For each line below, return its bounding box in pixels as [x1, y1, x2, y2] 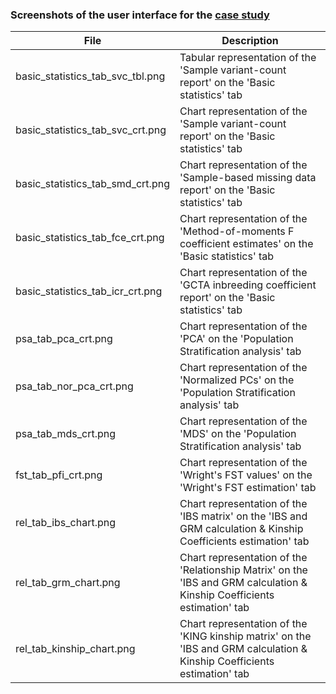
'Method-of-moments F [179, 224, 295, 238]
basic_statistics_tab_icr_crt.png [15, 284, 163, 298]
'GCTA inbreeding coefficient [179, 278, 317, 292]
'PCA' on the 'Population [179, 332, 294, 346]
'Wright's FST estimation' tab [179, 481, 317, 495]
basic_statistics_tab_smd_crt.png [15, 177, 170, 191]
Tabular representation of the [179, 51, 317, 65]
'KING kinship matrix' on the [179, 629, 312, 643]
